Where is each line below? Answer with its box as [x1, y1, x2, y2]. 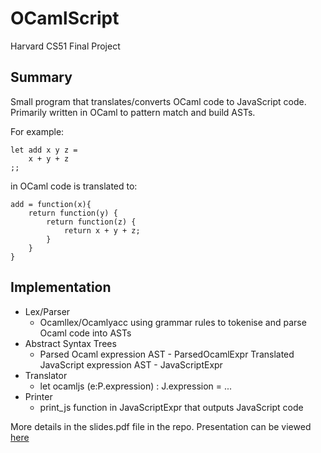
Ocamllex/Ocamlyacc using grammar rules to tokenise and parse [39, 316, 307, 328]
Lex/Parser [24, 305, 71, 317]
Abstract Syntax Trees [24, 337, 117, 349]
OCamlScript [10, 7, 120, 30]
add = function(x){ [10, 199, 92, 209]
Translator [24, 369, 68, 381]
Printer [24, 390, 53, 402]
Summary [10, 69, 73, 86]
